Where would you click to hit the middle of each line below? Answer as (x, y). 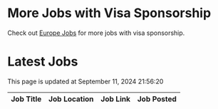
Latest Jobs (43, 62)
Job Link (115, 99)
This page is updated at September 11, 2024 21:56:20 (85, 81)
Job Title (26, 99)
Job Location (71, 99)
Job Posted (157, 99)
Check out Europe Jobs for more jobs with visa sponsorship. (96, 33)
